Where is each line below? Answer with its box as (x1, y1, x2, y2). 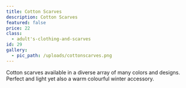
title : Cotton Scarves (6, 8, 62, 15)
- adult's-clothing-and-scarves (11, 36, 92, 42)
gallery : (6, 47, 28, 53)
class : (6, 31, 22, 37)
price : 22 (6, 25, 31, 31)
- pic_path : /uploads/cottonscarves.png (11, 53, 112, 58)
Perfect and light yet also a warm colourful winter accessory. (6, 75, 155, 82)
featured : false (6, 19, 46, 25)
